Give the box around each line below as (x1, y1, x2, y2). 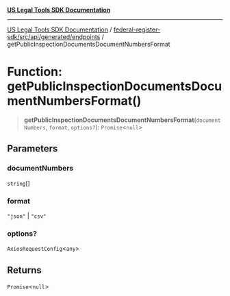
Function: (7, 64, 63, 79)
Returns (7, 264, 42, 276)
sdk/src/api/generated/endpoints (7, 33, 101, 40)
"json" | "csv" (7, 212, 47, 220)
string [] (7, 179, 31, 187)
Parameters (7, 143, 58, 155)
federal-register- (113, 25, 161, 34)
